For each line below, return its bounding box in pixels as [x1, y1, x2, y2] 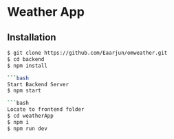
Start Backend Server [7, 81, 69, 88]
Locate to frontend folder [7, 106, 85, 113]
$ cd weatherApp [7, 112, 54, 119]
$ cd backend [7, 55, 45, 62]
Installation [7, 31, 56, 43]
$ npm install [7, 62, 48, 69]
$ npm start [7, 87, 41, 94]
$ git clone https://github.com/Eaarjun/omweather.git [7, 49, 168, 56]
